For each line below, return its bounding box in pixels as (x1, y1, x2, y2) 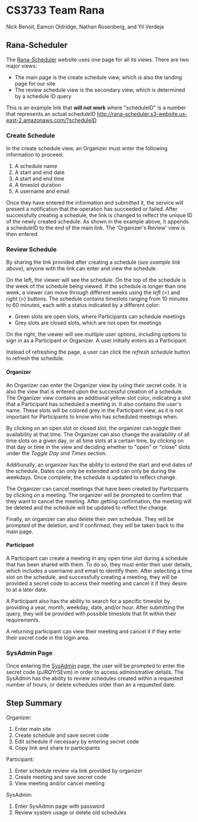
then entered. (6, 231, 40, 238)
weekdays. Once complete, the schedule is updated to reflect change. (6, 474, 177, 481)
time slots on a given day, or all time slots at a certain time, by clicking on (6, 437, 184, 444)
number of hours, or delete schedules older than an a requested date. (6, 681, 176, 688)
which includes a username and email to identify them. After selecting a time (6, 567, 193, 574)
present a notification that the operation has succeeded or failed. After (6, 205, 178, 213)
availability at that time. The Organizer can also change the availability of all (6, 431, 190, 438)
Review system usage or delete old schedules (14, 808, 127, 816)
